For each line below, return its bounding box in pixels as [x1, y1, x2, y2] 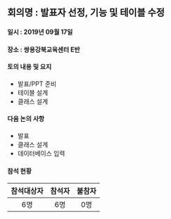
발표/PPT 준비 [17, 80, 57, 88]
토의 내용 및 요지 [7, 63, 52, 71]
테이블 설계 [17, 88, 49, 96]
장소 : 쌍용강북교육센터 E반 [7, 45, 80, 54]
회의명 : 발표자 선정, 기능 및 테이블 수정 [7, 6, 165, 19]
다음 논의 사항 [7, 115, 44, 123]
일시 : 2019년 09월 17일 [7, 27, 73, 36]
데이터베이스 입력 [17, 149, 65, 157]
